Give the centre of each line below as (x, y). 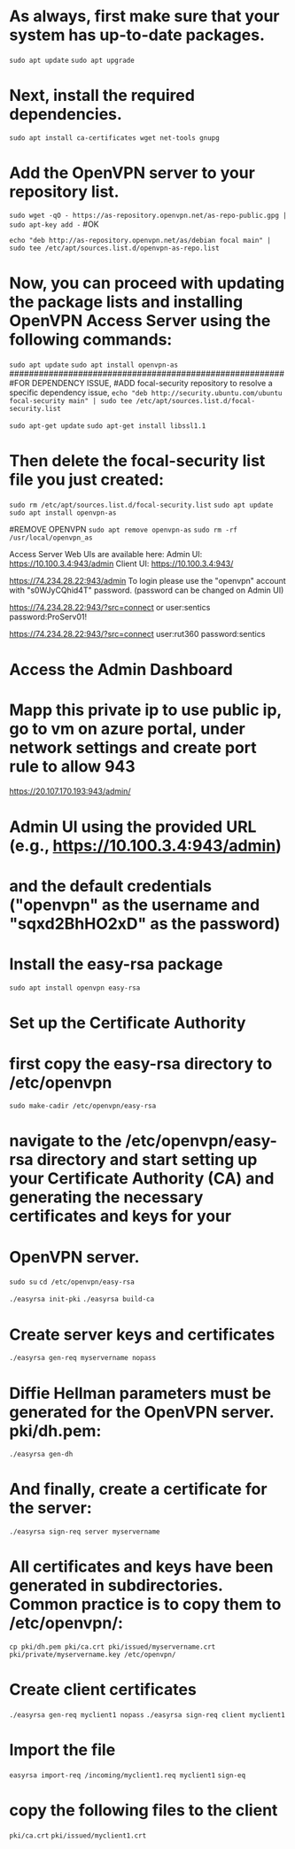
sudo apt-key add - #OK (54, 224)
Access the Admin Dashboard (121, 669)
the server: (50, 1508)
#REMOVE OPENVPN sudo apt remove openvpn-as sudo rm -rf (123, 529)
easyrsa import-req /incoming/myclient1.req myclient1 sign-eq (128, 1775)
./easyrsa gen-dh (41, 1455)
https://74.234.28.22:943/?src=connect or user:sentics (110, 607)
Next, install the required (102, 96)
